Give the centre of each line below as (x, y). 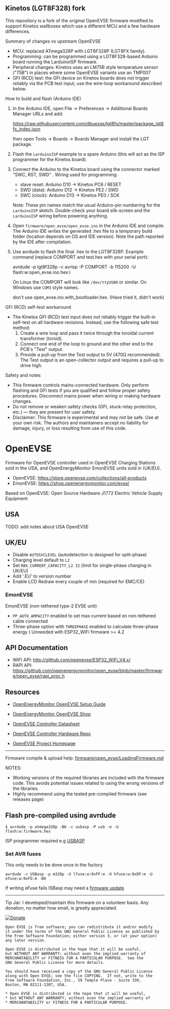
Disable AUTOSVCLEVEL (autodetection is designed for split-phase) (80, 555)
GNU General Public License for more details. (55, 963)
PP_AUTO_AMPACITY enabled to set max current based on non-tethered (84, 616)
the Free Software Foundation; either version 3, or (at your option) (81, 936)
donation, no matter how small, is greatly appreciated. (61, 908)
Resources (23, 692)
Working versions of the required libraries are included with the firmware (88, 778)
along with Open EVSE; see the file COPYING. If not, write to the (79, 976)
